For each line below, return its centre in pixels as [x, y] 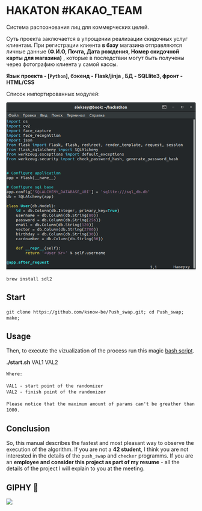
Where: [14, 374]
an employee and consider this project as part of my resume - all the [93, 462]
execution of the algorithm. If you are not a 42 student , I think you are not [97, 449]
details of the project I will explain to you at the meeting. [75, 468]
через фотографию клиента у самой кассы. [62, 64]
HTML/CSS [20, 82]
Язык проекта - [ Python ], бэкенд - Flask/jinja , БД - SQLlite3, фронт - [95, 76]
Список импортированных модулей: [53, 94]
